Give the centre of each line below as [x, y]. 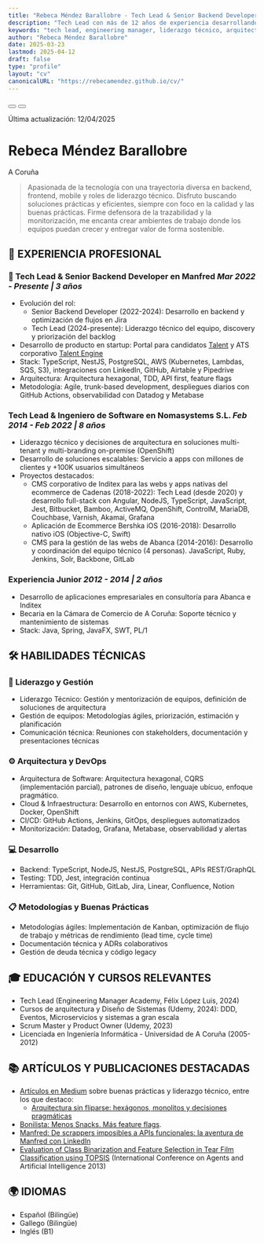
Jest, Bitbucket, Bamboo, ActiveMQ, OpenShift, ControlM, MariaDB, [140, 509]
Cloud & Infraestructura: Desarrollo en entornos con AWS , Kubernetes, [134, 803]
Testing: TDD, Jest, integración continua [84, 878]
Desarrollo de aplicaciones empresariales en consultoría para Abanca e [135, 596]
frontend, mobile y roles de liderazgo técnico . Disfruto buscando [132, 196]
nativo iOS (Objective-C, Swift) [81, 534]
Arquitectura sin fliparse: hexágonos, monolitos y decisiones [129, 1107]
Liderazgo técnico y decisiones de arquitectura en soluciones [119, 442]
